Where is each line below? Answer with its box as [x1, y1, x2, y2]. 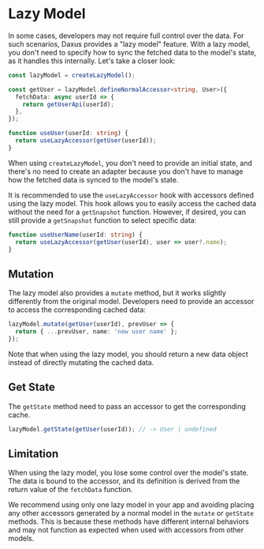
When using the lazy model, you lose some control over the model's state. [8, 468, 249, 478]
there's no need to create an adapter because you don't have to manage [8, 167, 244, 176]
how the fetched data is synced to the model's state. [8, 175, 179, 184]
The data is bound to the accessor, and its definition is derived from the [8, 476, 240, 486]
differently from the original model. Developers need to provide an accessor [8, 297, 255, 306]
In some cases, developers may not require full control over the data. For [8, 31, 244, 40]
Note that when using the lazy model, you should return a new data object [8, 349, 248, 359]
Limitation [8, 447, 59, 461]
